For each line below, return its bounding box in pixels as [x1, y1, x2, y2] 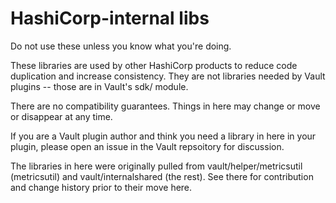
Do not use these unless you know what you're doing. [10, 40, 232, 52]
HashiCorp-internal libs [10, 7, 210, 30]
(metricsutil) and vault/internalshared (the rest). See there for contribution [10, 170, 314, 182]
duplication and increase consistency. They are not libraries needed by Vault [10, 70, 326, 82]
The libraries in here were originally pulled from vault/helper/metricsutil [10, 160, 303, 172]
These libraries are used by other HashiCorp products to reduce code [10, 59, 298, 71]
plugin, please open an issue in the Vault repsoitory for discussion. [10, 140, 285, 152]
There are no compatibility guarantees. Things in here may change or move [10, 100, 321, 112]
